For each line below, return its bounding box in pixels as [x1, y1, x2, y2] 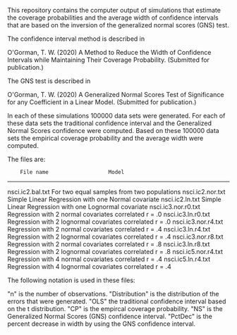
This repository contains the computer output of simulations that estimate [7, 6, 221, 14]
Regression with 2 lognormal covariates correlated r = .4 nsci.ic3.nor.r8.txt [7, 232, 224, 241]
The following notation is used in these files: [7, 276, 135, 284]
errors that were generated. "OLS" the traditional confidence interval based [7, 297, 226, 305]
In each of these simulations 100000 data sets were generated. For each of [7, 112, 226, 120]
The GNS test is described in [7, 77, 91, 85]
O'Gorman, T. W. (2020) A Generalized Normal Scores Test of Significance [7, 91, 224, 99]
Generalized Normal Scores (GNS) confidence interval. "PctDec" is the [7, 312, 213, 320]
